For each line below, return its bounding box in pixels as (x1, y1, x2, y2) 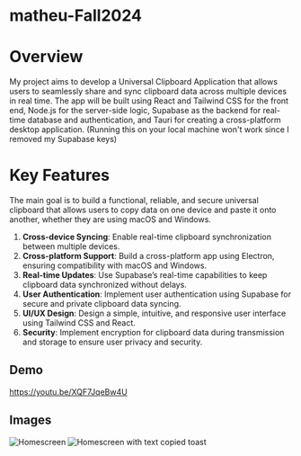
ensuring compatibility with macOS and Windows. (22, 260, 208, 271)
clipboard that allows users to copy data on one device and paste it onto (9, 204, 277, 216)
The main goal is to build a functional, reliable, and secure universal (9, 195, 259, 206)
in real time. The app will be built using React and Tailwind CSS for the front (9, 95, 289, 106)
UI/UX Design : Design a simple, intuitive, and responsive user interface (22, 308, 287, 319)
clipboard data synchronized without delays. (22, 280, 187, 291)
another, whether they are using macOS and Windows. (9, 214, 211, 225)
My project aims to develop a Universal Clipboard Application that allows (9, 76, 279, 87)
